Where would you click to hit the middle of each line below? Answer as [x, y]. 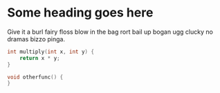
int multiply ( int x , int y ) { [51, 52]
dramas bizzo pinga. [36, 39]
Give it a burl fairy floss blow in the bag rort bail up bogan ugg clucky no [110, 32]
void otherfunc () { [35, 77]
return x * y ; [40, 58]
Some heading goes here [80, 13]
